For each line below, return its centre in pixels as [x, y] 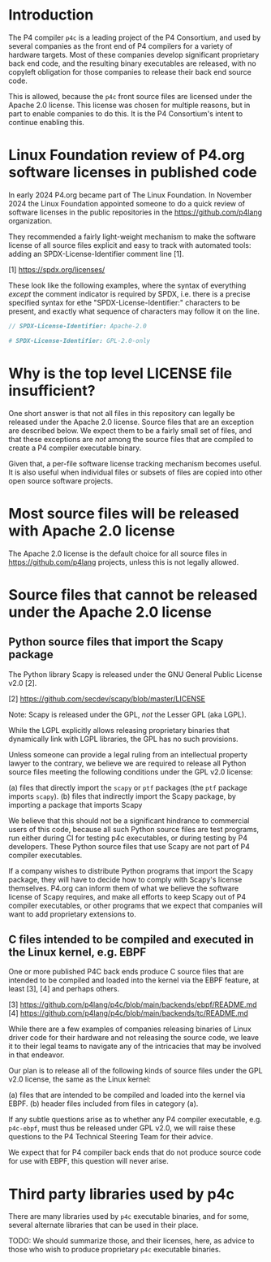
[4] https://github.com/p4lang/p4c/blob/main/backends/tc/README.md [129, 1013]
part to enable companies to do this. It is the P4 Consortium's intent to [126, 113]
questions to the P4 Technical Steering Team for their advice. [111, 1137]
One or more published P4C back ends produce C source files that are [126, 972]
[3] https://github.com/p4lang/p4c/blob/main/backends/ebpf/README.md [133, 1004]
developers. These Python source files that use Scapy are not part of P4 [129, 846]
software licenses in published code [133, 173]
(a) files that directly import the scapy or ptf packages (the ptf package [128, 787]
